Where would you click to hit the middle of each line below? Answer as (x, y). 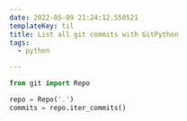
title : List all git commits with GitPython (94, 34)
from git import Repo (50, 83)
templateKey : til (42, 26)
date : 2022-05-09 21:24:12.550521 (74, 17)
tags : (19, 43)
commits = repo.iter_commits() (68, 108)
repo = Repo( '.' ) (42, 99)
